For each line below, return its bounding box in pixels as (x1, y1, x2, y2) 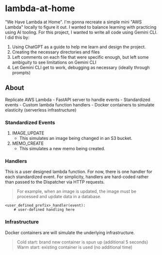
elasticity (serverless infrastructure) (5, 107, 77, 113)
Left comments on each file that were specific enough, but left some (12, 54, 149, 60)
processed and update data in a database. (16, 194, 102, 200)
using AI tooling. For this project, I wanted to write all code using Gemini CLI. (5, 29, 158, 35)
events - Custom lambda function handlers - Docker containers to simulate (5, 102, 155, 107)
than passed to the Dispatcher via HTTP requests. (5, 179, 105, 185)
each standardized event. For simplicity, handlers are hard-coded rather (5, 174, 149, 180)
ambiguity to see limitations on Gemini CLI (12, 59, 97, 65)
